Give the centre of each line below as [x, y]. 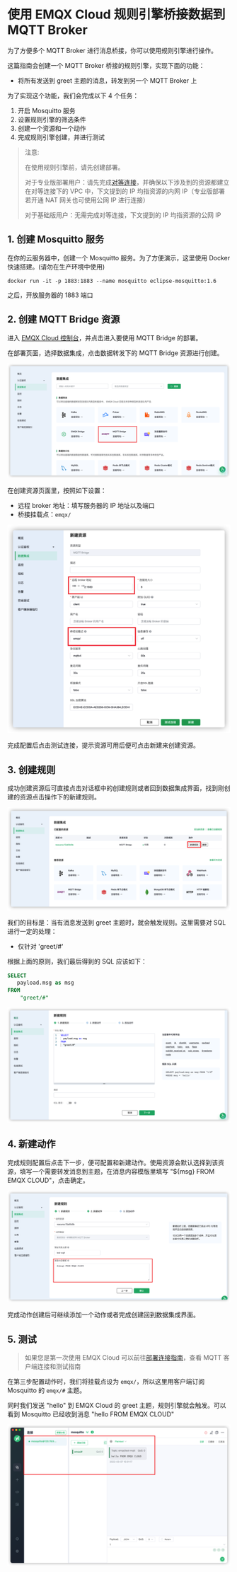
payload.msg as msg [45, 983]
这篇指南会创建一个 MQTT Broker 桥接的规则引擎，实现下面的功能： [106, 65]
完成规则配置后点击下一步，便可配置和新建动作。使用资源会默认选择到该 [112, 1162]
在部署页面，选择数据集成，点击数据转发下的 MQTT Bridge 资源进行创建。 [116, 353]
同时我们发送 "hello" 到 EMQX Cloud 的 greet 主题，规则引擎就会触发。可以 [117, 1406]
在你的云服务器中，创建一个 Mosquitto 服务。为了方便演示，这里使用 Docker [119, 258]
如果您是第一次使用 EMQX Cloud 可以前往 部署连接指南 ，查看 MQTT [123, 1358]
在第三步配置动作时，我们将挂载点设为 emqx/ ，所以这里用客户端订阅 [106, 1382]
